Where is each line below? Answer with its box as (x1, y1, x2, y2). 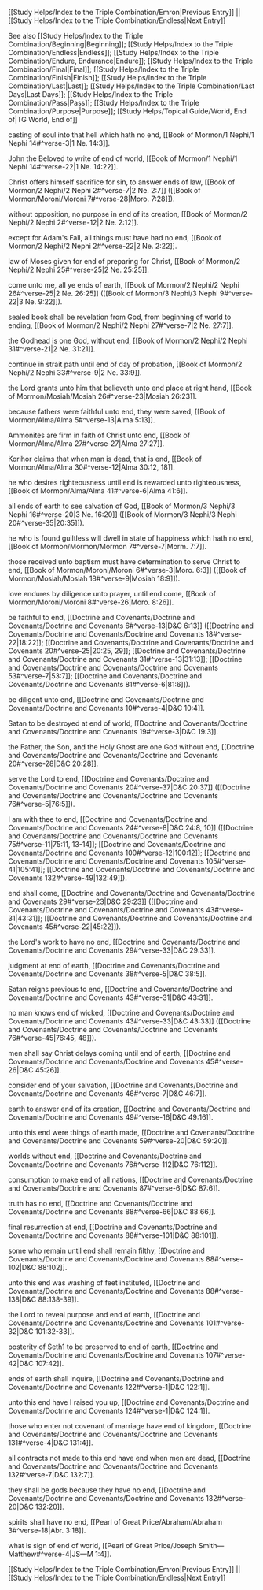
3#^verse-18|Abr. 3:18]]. (8, 1525, 86, 1535)
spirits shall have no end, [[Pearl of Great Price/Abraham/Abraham (8, 1518, 222, 1526)
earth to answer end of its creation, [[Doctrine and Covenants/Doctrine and (8, 1104, 251, 1113)
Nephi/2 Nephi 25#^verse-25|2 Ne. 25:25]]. (8, 265, 149, 274)
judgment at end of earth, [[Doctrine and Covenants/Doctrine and (8, 961, 220, 970)
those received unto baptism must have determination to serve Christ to (8, 557, 241, 567)
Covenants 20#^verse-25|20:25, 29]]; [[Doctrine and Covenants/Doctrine (8, 646, 246, 656)
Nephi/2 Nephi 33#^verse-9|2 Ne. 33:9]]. (8, 368, 142, 377)
